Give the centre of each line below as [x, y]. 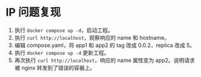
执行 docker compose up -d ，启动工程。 [64, 30]
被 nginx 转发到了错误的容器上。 [55, 67]
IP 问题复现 [33, 12]
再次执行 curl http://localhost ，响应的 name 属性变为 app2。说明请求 [104, 60]
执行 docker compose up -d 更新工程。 [62, 52]
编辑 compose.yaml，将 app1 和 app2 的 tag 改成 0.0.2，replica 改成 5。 [105, 45]
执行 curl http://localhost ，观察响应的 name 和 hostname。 [92, 37]
